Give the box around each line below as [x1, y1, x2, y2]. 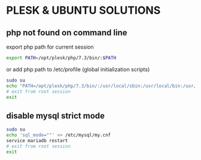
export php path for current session [6, 43, 94, 50]
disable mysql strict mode [6, 110, 105, 120]
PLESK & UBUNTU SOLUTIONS [6, 4, 161, 17]
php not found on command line [6, 28, 127, 38]
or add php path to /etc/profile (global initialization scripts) [6, 65, 150, 73]
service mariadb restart [6, 137, 68, 144]
